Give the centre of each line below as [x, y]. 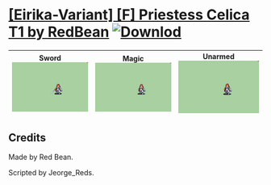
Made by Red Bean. [41, 157]
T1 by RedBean [59, 32]
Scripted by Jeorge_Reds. [51, 173]
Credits [27, 138]
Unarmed [219, 57]
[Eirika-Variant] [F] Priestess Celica [129, 15]
